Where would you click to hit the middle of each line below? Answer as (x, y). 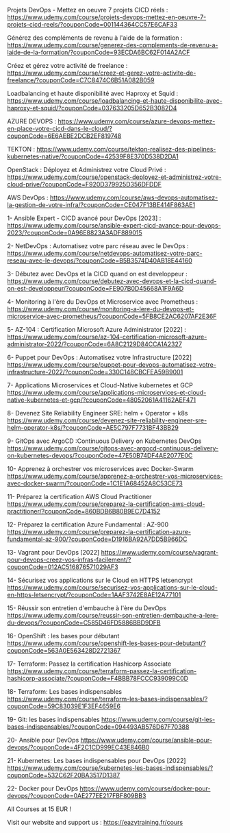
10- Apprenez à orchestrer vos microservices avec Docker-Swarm (100, 469)
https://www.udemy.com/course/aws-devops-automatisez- (134, 197)
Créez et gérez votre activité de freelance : (67, 65)
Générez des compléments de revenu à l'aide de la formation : (95, 38)
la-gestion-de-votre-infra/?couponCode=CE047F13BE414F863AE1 (101, 205)
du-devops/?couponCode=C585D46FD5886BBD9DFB (84, 623)
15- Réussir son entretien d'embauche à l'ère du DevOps (87, 608)
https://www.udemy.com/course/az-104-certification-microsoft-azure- (107, 337)
